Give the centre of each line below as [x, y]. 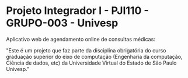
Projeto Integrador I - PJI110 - [77, 11]
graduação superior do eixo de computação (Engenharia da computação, [94, 56]
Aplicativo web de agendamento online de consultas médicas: [81, 39]
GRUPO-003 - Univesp [62, 23]
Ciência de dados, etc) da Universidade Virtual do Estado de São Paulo [91, 63]
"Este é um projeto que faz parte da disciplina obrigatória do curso [86, 50]
